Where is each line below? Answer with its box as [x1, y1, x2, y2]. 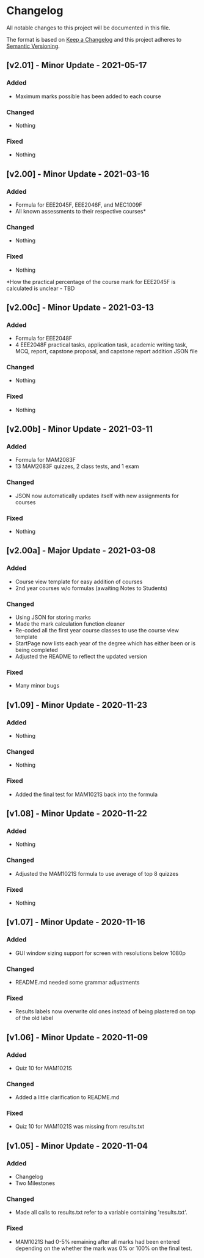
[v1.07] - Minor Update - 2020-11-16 [6, 917, 145, 927]
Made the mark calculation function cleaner [15, 620, 125, 627]
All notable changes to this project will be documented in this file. [6, 24, 171, 31]
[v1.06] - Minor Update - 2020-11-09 [6, 1032, 148, 1043]
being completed [15, 646, 58, 654]
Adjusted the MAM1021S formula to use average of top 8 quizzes [15, 870, 179, 877]
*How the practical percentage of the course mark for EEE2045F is [6, 278, 176, 285]
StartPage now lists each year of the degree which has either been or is [15, 640, 196, 647]
